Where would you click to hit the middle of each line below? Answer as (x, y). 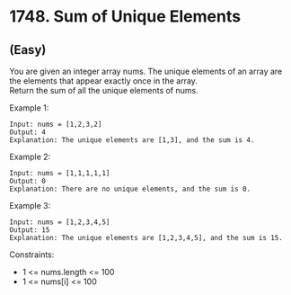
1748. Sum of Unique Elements (125, 17)
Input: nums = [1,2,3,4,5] (60, 222)
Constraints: (32, 255)
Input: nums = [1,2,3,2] (56, 124)
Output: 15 (30, 230)
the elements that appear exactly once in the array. (103, 81)
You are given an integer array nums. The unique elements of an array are (146, 71)
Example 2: (30, 156)
